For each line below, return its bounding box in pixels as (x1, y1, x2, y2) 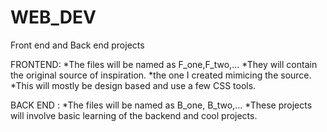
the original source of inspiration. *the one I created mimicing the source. (10, 69, 312, 81)
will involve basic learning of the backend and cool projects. (10, 109, 258, 121)
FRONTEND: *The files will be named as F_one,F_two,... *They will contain (10, 58, 318, 70)
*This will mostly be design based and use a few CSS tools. (10, 79, 257, 91)
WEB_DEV (10, 6, 97, 29)
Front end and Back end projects (10, 39, 145, 51)
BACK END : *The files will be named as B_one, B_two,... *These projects (10, 99, 313, 111)
